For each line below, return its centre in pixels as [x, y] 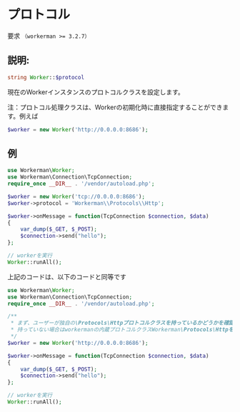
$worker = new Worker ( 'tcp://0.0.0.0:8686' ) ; [76, 196]
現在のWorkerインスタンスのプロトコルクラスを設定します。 [96, 92]
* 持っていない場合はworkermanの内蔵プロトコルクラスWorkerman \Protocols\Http [119, 330]
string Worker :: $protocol [46, 77]
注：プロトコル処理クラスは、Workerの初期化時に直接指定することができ [115, 107]
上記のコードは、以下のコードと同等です [67, 276]
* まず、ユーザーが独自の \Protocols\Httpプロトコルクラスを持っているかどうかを [117, 323]
